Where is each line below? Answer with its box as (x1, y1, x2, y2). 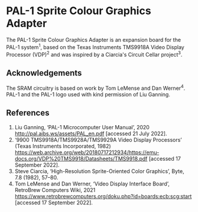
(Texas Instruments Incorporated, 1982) (14, 142, 111, 149)
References (6, 108, 50, 118)
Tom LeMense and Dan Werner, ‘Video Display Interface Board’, (14, 180, 170, 187)
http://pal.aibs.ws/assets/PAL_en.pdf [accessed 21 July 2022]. (14, 130, 167, 137)
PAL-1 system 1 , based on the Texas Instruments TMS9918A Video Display (6, 43, 184, 51)
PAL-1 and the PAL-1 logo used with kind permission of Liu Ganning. (6, 90, 170, 98)
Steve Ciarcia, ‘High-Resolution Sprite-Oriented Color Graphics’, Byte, (14, 167, 184, 175)
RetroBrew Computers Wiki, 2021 (14, 186, 96, 193)
